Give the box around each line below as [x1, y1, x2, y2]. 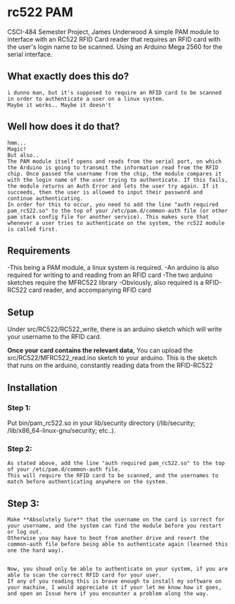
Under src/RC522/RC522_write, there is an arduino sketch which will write [7, 325, 222, 333]
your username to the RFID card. [7, 333, 102, 341]
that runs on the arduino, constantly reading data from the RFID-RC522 [7, 361, 213, 370]
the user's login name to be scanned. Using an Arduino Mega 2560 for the [7, 42, 223, 51]
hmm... [7, 139, 27, 147]
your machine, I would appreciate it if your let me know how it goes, [7, 584, 222, 591]
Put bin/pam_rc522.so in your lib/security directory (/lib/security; [7, 419, 196, 427]
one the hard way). [7, 547, 65, 554]
